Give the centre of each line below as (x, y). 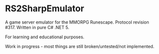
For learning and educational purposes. (45, 37)
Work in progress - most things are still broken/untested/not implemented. (80, 46)
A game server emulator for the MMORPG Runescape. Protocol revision (77, 22)
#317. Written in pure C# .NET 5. (37, 27)
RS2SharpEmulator (45, 9)
